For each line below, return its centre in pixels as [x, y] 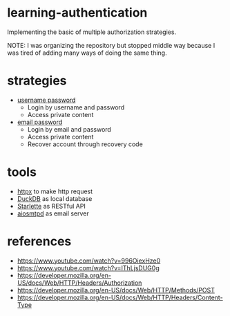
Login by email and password [69, 129]
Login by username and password [76, 107]
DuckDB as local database [55, 198]
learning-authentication [77, 13]
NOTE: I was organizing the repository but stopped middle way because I [111, 45]
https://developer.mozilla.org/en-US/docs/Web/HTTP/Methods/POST [116, 290]
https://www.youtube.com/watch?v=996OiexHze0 [89, 261]
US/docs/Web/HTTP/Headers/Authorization [79, 283]
